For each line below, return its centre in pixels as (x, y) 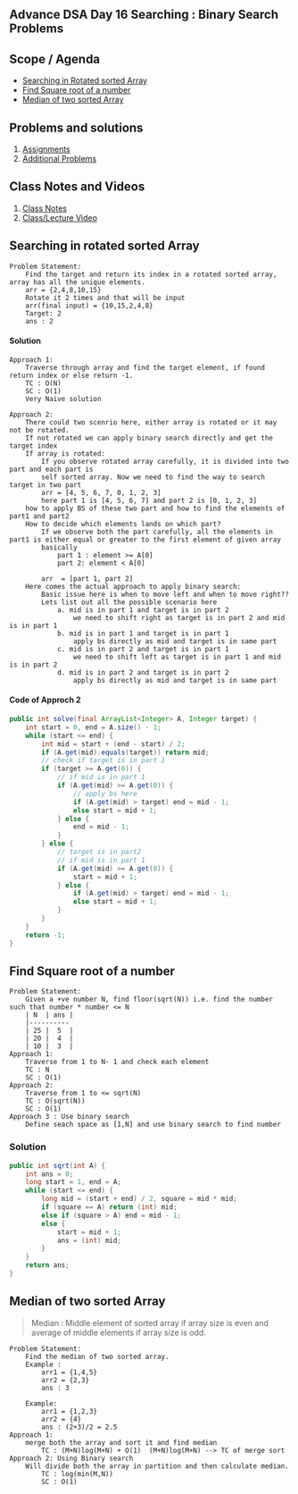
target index (33, 446)
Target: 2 (44, 313)
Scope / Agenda (55, 59)
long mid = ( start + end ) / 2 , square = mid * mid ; (140, 1199)
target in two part (46, 485)
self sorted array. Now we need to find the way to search (153, 477)
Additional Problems (59, 159)
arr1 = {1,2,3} (70, 1411)
